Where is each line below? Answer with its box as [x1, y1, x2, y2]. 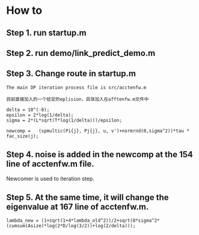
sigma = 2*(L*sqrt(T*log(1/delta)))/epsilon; [6, 117, 122, 124]
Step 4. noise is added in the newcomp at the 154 [6, 149, 194, 160]
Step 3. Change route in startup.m [6, 69, 136, 79]
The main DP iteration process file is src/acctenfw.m [6, 84, 147, 90]
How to [6, 4, 43, 17]
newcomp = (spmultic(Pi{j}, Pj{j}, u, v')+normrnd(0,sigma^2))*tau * [6, 128, 189, 134]
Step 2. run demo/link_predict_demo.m [6, 48, 156, 58]
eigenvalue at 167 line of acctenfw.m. [6, 201, 149, 211]
